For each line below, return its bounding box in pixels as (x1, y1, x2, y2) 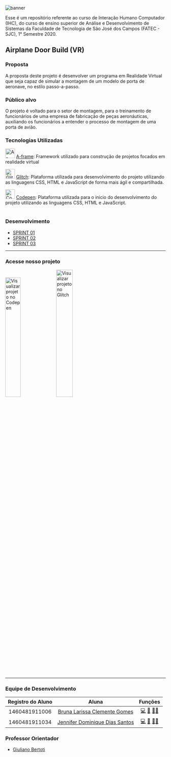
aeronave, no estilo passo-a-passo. (5, 83, 80, 89)
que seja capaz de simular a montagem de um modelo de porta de (5, 78, 145, 84)
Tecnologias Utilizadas (5, 137, 63, 144)
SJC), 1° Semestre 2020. (5, 31, 57, 37)
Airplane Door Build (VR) (5, 46, 85, 55)
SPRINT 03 (12, 240, 36, 246)
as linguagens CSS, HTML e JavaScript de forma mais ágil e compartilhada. (5, 179, 164, 186)
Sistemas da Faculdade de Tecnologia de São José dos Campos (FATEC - (5, 26, 160, 32)
